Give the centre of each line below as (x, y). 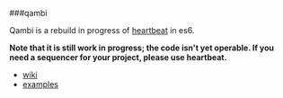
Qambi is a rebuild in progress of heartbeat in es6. (102, 30)
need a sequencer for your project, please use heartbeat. (118, 57)
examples (40, 84)
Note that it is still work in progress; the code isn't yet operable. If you (142, 48)
